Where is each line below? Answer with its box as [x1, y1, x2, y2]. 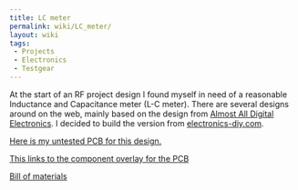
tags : [9, 38, 30, 48]
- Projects [13, 47, 55, 56]
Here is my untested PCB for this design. [9, 135, 162, 146]
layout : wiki [9, 30, 59, 39]
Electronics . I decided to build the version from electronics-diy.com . [9, 117, 264, 128]
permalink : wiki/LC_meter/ [9, 22, 112, 31]
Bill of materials [9, 170, 67, 182]
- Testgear [13, 65, 55, 74]
